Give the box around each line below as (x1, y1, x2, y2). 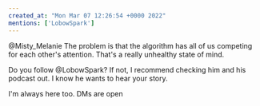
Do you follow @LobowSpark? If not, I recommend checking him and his (8, 65, 246, 74)
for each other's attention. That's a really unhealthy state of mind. (8, 49, 225, 59)
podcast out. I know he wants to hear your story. (8, 73, 168, 83)
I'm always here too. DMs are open (8, 88, 123, 98)
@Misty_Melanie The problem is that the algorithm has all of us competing (8, 41, 253, 50)
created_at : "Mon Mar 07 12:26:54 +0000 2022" (8, 11, 166, 20)
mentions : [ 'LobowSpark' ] (8, 19, 94, 27)
